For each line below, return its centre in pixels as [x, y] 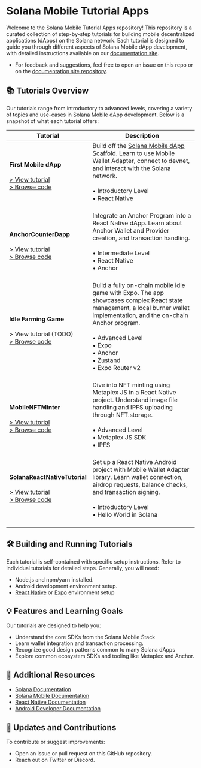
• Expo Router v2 [117, 368]
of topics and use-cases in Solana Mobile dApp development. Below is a [95, 115]
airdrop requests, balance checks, [140, 484]
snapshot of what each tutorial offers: [53, 121]
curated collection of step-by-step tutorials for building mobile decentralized [100, 34]
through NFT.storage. [123, 415]
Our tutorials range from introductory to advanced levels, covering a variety [99, 108]
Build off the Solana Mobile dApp [138, 146]
